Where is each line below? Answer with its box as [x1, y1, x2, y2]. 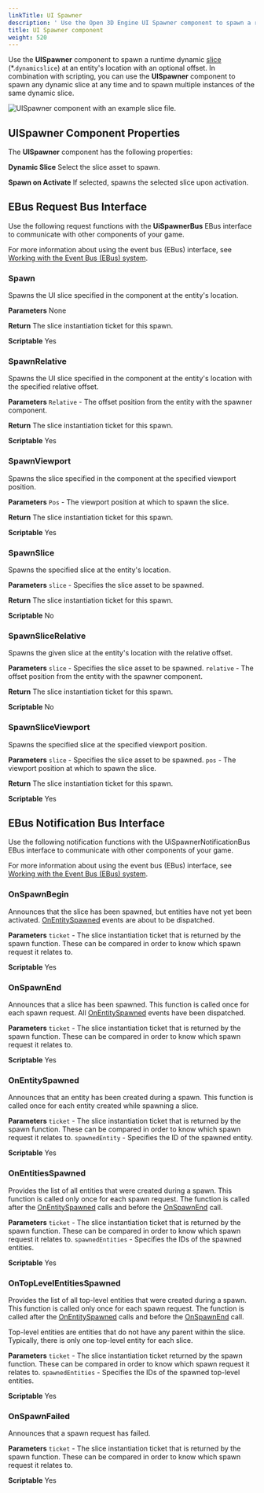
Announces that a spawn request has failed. [8, 1429, 151, 1438]
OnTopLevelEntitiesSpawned [8, 1278, 121, 1289]
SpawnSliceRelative [8, 630, 86, 641]
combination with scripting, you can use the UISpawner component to [8, 72, 236, 81]
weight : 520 [8, 33, 47, 42]
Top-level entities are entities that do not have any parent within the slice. [8, 1327, 246, 1337]
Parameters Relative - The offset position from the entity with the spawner [8, 398, 253, 407]
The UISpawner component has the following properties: [8, 147, 193, 157]
